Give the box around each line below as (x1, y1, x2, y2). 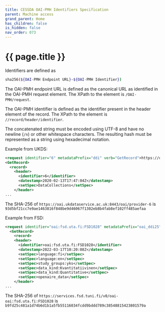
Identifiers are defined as (5, 67, 56, 73)
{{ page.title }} (5, 51, 66, 62)
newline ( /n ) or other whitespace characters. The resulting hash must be (5, 131, 152, 137)
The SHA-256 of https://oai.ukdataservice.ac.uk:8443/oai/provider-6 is (5, 201, 156, 207)
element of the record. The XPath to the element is (5, 111, 108, 117)
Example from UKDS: (5, 146, 48, 152)
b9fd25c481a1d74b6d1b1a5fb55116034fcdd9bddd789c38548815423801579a (5, 303, 146, 308)
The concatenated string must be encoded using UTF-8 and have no (5, 126, 144, 132)
